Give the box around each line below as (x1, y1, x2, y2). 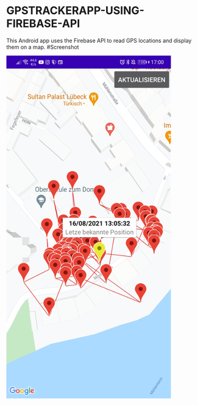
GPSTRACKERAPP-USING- (6, 4, 145, 18)
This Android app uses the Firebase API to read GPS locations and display (6, 37, 192, 44)
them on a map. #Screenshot (6, 43, 79, 51)
